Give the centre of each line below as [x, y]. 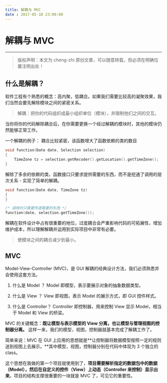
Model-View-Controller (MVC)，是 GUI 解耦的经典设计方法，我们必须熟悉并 [82, 268]
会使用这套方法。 [23, 274]
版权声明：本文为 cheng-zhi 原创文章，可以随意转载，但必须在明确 [85, 60]
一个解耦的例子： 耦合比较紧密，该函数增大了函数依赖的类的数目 [71, 141]
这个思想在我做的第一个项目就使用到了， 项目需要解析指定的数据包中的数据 [81, 363]
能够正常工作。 [25, 130]
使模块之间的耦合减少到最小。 [48, 240]
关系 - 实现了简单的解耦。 [36, 181]
